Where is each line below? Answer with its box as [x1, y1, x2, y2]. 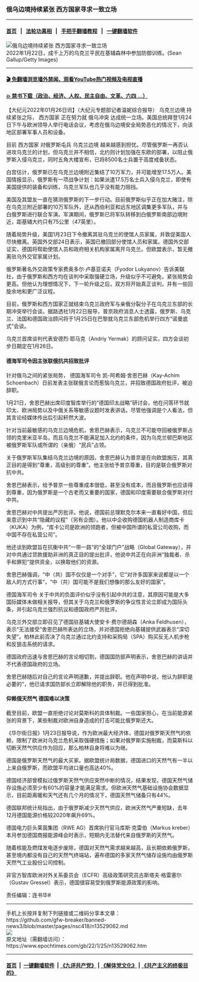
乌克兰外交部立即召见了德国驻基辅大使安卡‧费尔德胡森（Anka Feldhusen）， [6, 618, 190, 625]
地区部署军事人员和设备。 [6, 129, 69, 136]
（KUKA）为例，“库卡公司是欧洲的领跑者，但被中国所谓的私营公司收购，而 [6, 523, 190, 531]
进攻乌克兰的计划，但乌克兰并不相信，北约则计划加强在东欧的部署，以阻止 [6, 149, 188, 156]
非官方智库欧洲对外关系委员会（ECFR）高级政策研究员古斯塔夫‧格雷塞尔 [6, 871, 182, 878]
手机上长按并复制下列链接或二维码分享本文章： [6, 909, 120, 916]
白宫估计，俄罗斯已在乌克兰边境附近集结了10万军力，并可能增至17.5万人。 [6, 169, 187, 176]
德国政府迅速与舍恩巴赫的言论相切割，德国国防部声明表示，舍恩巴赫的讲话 [6, 653, 188, 660]
